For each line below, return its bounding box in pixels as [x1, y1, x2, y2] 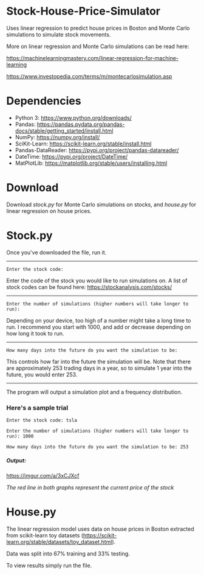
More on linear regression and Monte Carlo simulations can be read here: [6, 43, 189, 50]
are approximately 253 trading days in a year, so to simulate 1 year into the [6, 364, 192, 372]
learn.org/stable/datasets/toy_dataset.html [6, 538, 112, 545]
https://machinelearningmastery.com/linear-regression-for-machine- [6, 54, 179, 61]
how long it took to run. [6, 330, 64, 337]
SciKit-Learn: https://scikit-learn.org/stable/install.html [15, 140, 152, 147]
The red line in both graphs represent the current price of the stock [6, 484, 174, 491]
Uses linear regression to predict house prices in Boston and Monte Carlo [6, 24, 190, 32]
